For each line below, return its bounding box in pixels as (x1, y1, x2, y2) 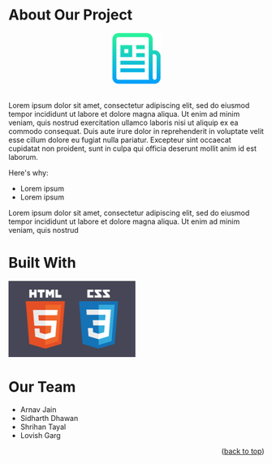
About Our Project (8, 6, 133, 24)
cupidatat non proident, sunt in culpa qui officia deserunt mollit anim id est (8, 144, 257, 153)
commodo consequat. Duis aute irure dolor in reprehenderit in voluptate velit (8, 126, 264, 135)
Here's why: (8, 168, 49, 178)
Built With (8, 254, 76, 273)
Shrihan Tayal (19, 422, 67, 432)
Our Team (8, 378, 76, 397)
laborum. (8, 152, 39, 161)
